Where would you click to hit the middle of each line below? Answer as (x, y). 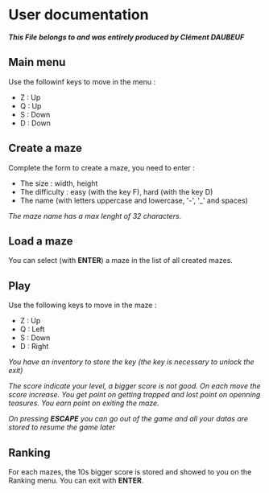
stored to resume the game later (62, 427)
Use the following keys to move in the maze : (83, 305)
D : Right (34, 347)
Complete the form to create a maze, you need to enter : (101, 167)
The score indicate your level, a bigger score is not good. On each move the (134, 386)
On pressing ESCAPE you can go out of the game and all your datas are (128, 419)
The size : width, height (59, 183)
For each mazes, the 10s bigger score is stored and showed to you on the (130, 472)
